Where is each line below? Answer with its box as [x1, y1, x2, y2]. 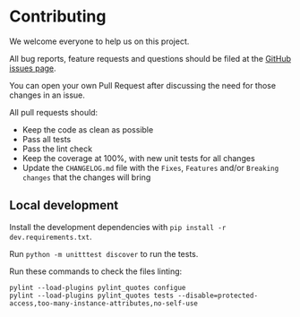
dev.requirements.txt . [9, 231, 92, 242]
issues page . [9, 63, 56, 73]
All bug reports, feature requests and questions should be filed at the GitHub [9, 53, 292, 64]
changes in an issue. [9, 90, 85, 100]
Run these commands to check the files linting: [9, 266, 183, 277]
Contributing [9, 6, 107, 27]
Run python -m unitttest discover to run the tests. [9, 248, 199, 259]
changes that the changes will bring [21, 172, 151, 183]
